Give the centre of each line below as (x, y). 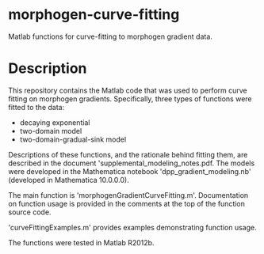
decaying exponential (55, 122)
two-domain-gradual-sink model (73, 139)
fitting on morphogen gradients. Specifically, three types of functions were (130, 99)
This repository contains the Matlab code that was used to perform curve (128, 90)
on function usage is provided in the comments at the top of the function (127, 203)
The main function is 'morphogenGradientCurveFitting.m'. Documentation (128, 195)
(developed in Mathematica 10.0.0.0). (69, 180)
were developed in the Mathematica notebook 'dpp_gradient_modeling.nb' (130, 171)
